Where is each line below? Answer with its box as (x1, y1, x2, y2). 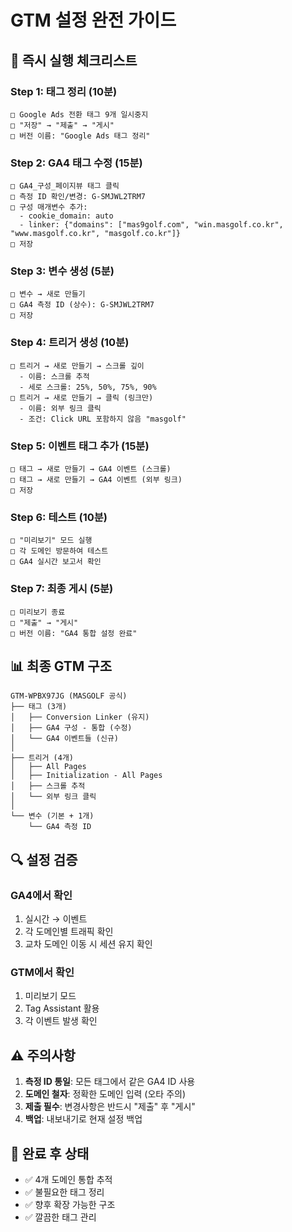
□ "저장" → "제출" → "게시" (10, 120, 115, 130)
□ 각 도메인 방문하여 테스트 (10, 546, 109, 556)
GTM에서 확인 (10, 966, 75, 980)
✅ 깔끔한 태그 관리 (24, 1211, 97, 1223)
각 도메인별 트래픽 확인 (24, 926, 114, 938)
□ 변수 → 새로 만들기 (10, 289, 86, 300)
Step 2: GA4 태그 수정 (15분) (10, 156, 143, 170)
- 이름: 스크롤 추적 (19, 371, 90, 381)
